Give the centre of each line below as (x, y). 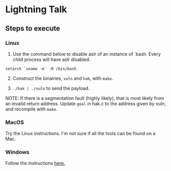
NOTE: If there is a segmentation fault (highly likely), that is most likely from (85, 98)
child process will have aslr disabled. (51, 59)
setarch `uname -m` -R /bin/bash (41, 69)
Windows (17, 152)
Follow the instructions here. (35, 163)
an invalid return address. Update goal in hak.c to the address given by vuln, (86, 103)
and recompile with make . (31, 109)
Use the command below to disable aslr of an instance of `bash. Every (87, 54)
